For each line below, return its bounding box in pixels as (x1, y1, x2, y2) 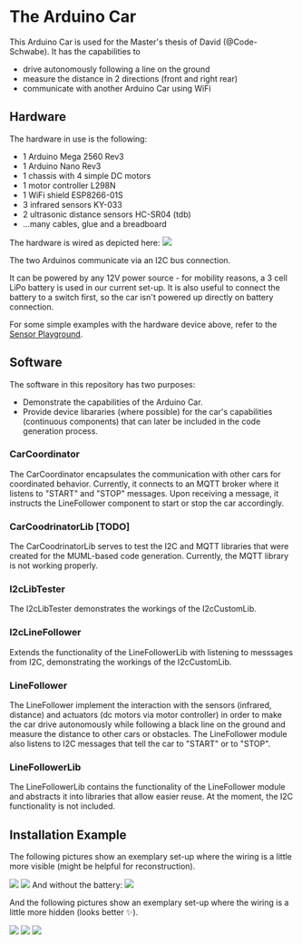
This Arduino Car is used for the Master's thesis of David (9, 36, 221, 47)
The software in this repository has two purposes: (9, 379, 196, 389)
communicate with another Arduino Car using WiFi (22, 83, 211, 93)
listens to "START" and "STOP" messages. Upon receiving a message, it (9, 487, 279, 498)
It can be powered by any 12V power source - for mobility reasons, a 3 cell (9, 272, 288, 283)
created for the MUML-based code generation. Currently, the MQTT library (9, 551, 289, 562)
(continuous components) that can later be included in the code (22, 416, 261, 427)
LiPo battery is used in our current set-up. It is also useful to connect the (9, 281, 281, 292)
